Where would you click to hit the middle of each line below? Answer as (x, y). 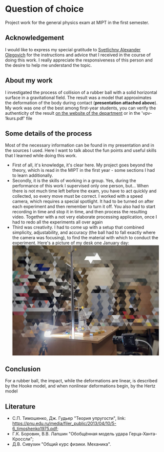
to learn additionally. (32, 175)
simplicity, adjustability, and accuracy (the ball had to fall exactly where (84, 232)
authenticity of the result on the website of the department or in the (73, 113)
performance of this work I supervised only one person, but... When (80, 186)
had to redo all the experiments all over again (57, 222)
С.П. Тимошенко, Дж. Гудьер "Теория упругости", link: (69, 418)
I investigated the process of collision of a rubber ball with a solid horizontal (81, 92)
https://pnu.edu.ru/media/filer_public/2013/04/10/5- (64, 424)
